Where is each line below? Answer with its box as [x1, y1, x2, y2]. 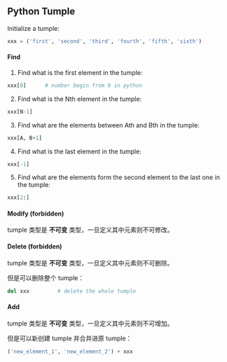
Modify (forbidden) [7, 209, 64, 218]
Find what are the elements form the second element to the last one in [17, 173, 221, 181]
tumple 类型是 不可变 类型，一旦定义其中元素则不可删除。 [7, 258, 174, 267]
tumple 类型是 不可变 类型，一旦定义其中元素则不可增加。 [7, 319, 174, 328]
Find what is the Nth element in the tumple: [17, 95, 142, 103]
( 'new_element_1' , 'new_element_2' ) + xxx [7, 348, 133, 355]
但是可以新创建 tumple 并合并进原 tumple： [7, 334, 132, 342]
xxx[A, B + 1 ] [7, 134, 42, 141]
